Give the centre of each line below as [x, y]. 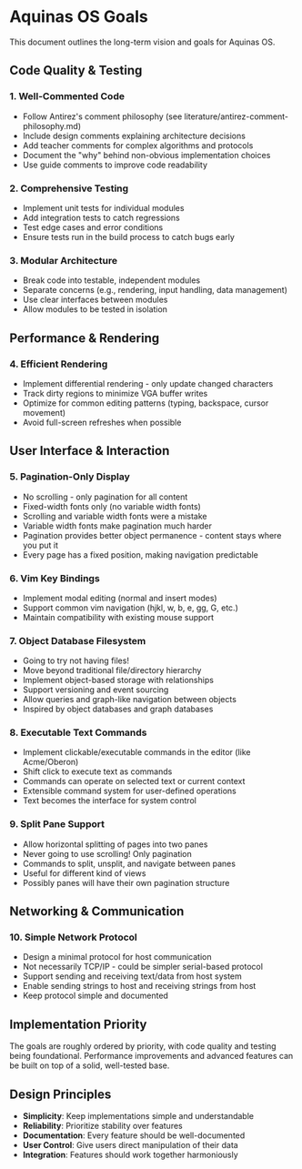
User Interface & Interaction [90, 451]
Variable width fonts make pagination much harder [117, 526]
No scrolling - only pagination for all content [105, 497]
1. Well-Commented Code [67, 96]
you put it [40, 545]
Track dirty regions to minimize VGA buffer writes [115, 393]
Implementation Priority [78, 1024]
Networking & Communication [97, 912]
